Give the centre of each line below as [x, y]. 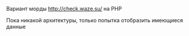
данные [16, 27]
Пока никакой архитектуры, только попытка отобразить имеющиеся [95, 20]
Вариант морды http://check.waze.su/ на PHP [64, 9]
